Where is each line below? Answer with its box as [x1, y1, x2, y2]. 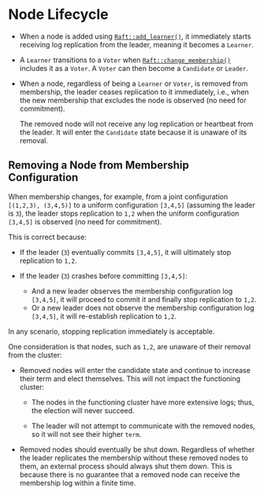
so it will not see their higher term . [31, 429, 142, 438]
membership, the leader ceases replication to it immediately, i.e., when [19, 87, 250, 96]
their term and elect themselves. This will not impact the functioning [19, 374, 241, 383]
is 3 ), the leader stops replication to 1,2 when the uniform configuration [8, 209, 240, 218]
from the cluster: [8, 350, 62, 360]
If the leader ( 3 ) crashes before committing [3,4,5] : [19, 271, 188, 280]
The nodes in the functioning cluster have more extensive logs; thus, [31, 397, 255, 407]
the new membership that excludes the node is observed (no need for [19, 95, 247, 105]
